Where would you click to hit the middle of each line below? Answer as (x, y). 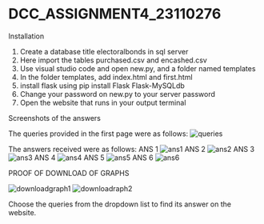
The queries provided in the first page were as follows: (98, 134)
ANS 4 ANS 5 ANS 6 (94, 158)
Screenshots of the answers (55, 118)
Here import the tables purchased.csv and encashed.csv (114, 60)
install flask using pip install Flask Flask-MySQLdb (102, 86)
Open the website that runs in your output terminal (103, 102)
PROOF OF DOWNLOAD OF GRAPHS (69, 173)
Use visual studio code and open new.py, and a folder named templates (138, 68)
